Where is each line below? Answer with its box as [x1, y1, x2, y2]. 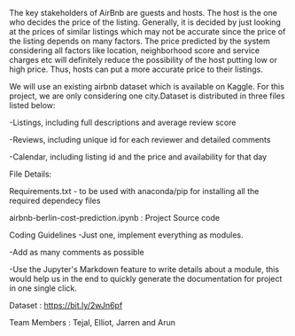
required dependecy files [9, 195, 101, 206]
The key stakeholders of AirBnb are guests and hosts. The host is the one [9, 8, 277, 18]
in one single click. [9, 283, 77, 293]
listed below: [9, 100, 56, 110]
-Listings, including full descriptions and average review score [9, 117, 237, 128]
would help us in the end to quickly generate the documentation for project [9, 274, 283, 284]
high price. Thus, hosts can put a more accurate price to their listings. [9, 64, 264, 74]
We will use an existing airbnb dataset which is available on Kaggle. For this [9, 82, 285, 91]
